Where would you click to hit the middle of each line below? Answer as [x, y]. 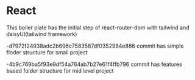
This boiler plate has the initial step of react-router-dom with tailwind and [98, 27]
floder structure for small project [47, 52]
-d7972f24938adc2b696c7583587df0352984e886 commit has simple [95, 46]
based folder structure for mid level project [60, 70]
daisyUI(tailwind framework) [42, 34]
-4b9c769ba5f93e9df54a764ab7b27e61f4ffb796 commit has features [94, 64]
